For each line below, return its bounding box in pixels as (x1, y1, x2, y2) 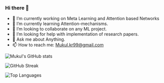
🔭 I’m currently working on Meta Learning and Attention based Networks (12, 16, 160, 22)
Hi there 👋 (5, 4, 30, 11)
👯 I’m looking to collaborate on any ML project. (12, 26, 107, 32)
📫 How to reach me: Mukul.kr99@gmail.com (12, 42, 104, 48)
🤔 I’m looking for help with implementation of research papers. (12, 31, 139, 37)
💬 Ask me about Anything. (12, 36, 66, 42)
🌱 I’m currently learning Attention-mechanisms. (12, 21, 108, 27)
